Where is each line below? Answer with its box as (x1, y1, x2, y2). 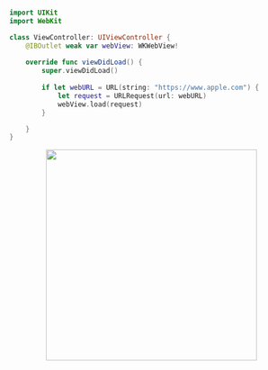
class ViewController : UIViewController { (9, 32, 171, 41)
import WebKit (9, 16, 63, 25)
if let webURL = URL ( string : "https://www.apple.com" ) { (41, 83, 260, 92)
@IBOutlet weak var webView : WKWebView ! (25, 41, 179, 50)
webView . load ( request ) (57, 100, 143, 109)
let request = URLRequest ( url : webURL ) (57, 91, 207, 100)
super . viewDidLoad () (41, 67, 119, 76)
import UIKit (9, 8, 58, 17)
